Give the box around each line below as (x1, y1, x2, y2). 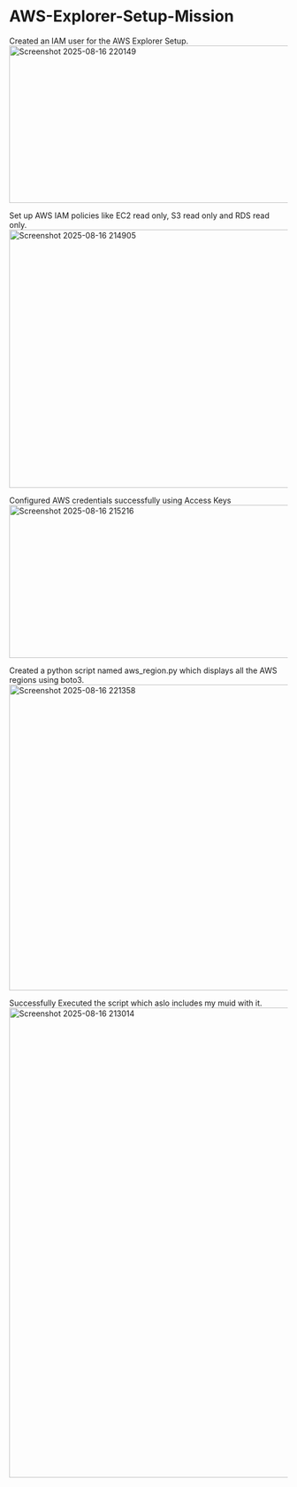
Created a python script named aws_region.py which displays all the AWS (9, 665, 278, 676)
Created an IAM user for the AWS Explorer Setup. (9, 35, 188, 46)
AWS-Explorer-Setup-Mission (9, 6, 234, 27)
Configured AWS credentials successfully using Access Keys (9, 495, 232, 505)
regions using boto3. (9, 674, 85, 685)
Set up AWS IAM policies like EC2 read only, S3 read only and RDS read (9, 210, 270, 221)
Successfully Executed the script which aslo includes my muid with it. (9, 998, 263, 1008)
